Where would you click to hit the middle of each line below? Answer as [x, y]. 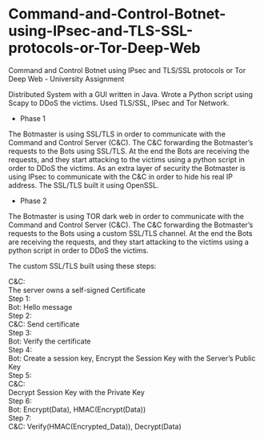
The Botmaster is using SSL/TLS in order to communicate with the [117, 134]
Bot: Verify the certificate [50, 341]
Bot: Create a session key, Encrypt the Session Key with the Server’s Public [132, 358]
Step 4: [20, 349]
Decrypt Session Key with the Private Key [77, 392]
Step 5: [20, 375]
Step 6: [20, 400]
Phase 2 [33, 201]
